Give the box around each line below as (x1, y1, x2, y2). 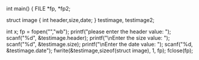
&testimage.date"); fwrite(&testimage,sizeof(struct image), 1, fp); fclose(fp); (6, 47, 194, 54)
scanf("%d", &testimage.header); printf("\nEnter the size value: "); (6, 34, 170, 41)
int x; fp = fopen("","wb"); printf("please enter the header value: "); (6, 28, 171, 35)
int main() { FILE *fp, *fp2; (6, 5, 71, 12)
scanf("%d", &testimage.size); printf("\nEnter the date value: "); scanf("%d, (6, 41, 194, 48)
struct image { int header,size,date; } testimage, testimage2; (6, 17, 155, 23)
